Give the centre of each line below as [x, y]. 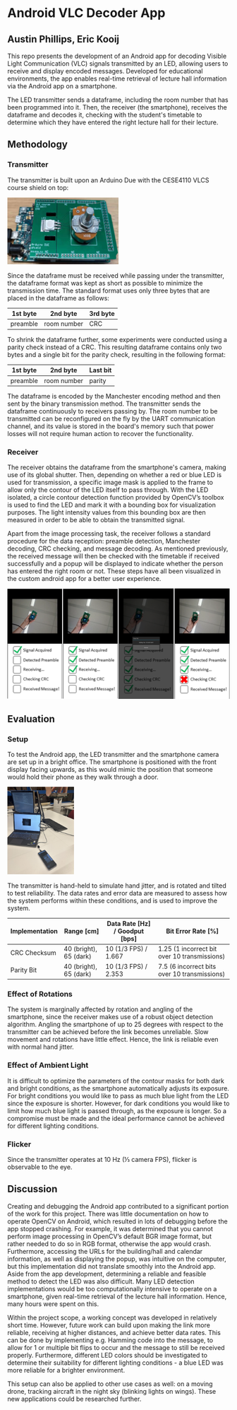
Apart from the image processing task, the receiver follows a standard [109, 534]
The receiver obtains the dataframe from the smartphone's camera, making [117, 467]
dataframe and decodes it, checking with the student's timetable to [105, 115]
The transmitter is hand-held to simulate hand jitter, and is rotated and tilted [117, 886]
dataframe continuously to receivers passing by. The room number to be [113, 411]
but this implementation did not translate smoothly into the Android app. [112, 1266]
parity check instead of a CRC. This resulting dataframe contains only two [115, 347]
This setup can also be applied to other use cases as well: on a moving [110, 1384]
